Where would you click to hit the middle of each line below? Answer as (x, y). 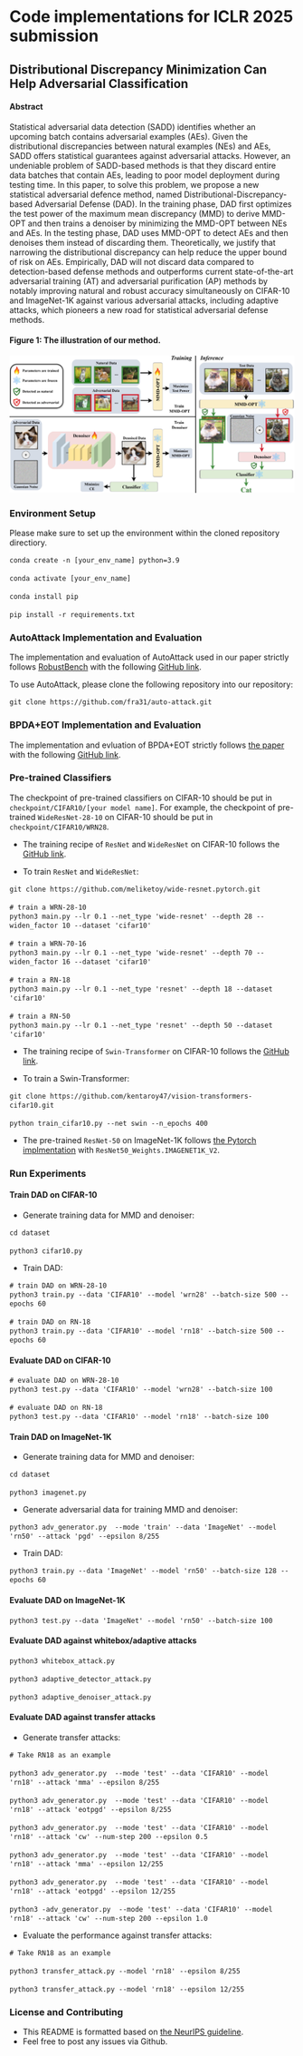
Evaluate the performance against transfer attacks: (117, 1935)
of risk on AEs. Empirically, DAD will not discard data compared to (132, 261)
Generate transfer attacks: (71, 1737)
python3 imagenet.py (48, 1493)
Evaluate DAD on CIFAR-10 (60, 1360)
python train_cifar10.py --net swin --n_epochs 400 (109, 1123)
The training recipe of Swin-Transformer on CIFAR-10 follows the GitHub (156, 1051)
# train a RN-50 (40, 1016)
